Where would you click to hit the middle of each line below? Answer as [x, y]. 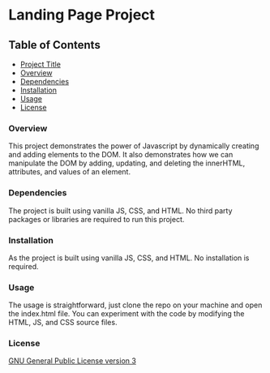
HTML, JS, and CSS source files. [63, 323]
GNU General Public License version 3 [72, 361]
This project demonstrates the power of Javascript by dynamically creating [134, 146]
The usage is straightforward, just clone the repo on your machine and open [135, 305]
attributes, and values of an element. [70, 172]
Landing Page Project [82, 15]
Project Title [40, 64]
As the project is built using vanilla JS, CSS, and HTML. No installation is [129, 258]
